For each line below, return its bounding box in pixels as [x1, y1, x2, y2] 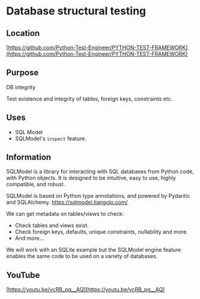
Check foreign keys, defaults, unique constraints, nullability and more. [14, 228, 188, 235]
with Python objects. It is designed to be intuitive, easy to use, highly [6, 174, 176, 182]
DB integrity [6, 83, 36, 90]
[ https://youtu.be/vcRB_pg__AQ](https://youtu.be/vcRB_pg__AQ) [6, 286, 165, 293]
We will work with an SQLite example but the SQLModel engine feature [6, 246, 181, 253]
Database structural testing [6, 4, 147, 18]
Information [6, 152, 52, 162]
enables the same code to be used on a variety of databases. [6, 253, 158, 260]
